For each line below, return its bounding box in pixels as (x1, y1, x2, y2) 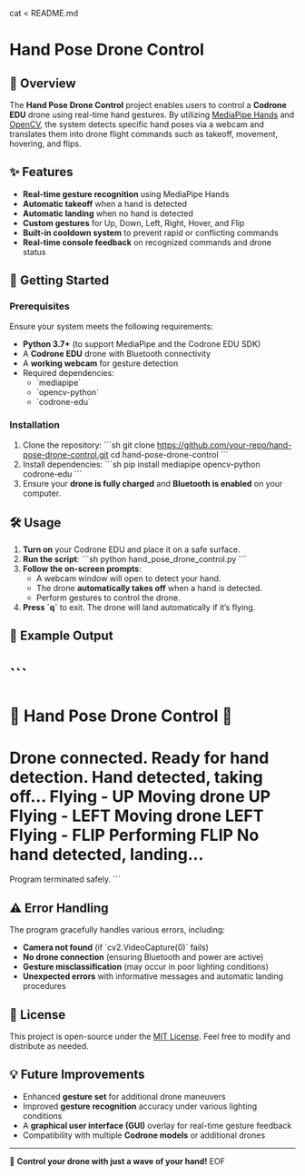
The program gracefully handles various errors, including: (9, 924, 225, 935)
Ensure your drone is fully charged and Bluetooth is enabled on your (22, 478, 283, 489)
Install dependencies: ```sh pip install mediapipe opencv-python (22, 459, 261, 469)
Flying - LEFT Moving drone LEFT (9, 805, 264, 825)
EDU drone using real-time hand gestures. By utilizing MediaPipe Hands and (9, 109, 295, 120)
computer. (22, 488, 62, 499)
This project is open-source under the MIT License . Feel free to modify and (9, 1031, 290, 1042)
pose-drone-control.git (22, 449, 109, 460)
